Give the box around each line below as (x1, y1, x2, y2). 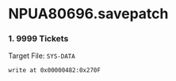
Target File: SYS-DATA (8, 51, 75, 60)
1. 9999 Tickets (8, 33, 69, 44)
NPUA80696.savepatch (8, 5, 169, 23)
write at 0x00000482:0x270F (8, 67, 101, 75)
